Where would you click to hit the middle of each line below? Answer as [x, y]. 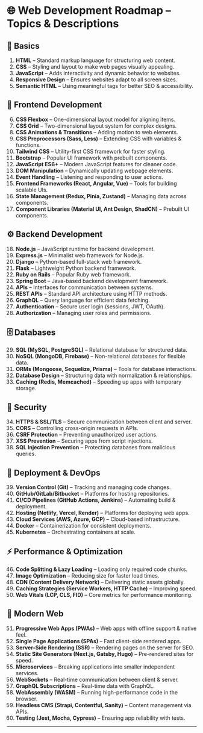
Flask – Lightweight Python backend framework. [76, 268]
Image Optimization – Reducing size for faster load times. [87, 575]
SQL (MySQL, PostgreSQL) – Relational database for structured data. [101, 350]
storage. [26, 388]
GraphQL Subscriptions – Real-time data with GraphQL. [85, 686]
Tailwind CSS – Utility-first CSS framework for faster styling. [91, 151]
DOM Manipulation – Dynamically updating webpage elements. [94, 170]
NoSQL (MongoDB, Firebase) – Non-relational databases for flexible [100, 357]
